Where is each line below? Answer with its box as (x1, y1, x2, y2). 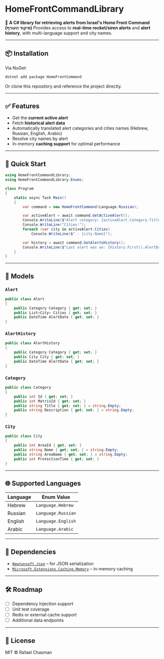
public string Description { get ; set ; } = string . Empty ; (14, 408, 134, 413)
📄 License (5, 636, 36, 645)
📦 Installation (5, 49, 49, 58)
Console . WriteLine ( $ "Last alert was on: (22, 245, 106, 250)
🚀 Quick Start (5, 160, 46, 168)
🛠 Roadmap (5, 585, 43, 593)
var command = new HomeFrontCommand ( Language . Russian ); (22, 204, 139, 209)
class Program (5, 186, 34, 191)
